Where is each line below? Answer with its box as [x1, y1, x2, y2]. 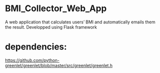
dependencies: [5, 41, 67, 53]
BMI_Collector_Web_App [5, 3, 107, 14]
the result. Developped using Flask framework [5, 24, 97, 30]
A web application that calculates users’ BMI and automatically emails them [5, 19, 156, 25]
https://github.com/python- [5, 57, 60, 63]
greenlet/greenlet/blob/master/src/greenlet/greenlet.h [5, 62, 113, 68]
